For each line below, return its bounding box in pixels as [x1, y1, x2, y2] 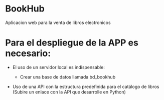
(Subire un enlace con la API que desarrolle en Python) [12, 88, 126, 95]
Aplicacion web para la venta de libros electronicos [5, 19, 111, 25]
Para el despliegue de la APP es [5, 37, 139, 48]
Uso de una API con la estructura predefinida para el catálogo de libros [12, 83, 159, 89]
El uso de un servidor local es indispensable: [12, 64, 105, 70]
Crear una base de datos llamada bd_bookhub [20, 73, 116, 80]
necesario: [5, 48, 51, 59]
